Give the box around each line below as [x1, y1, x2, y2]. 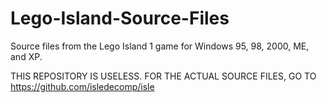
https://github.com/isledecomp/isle [10, 80, 155, 92]
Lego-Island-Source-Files [10, 7, 230, 30]
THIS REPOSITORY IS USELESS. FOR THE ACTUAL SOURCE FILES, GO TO [10, 70, 317, 82]
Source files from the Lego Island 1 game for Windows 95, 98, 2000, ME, [10, 40, 310, 52]
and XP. [10, 50, 43, 62]
